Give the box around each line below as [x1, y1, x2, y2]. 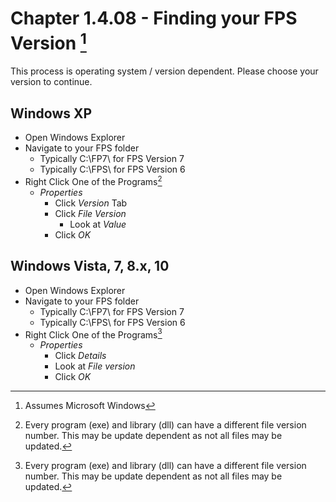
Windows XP [10, 105, 93, 122]
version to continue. [10, 76, 93, 88]
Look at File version [54, 360, 136, 372]
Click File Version [54, 207, 127, 219]
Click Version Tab [54, 197, 128, 209]
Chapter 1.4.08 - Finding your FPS [10, 7, 298, 30]
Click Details [54, 350, 107, 362]
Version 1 [10, 28, 87, 55]
